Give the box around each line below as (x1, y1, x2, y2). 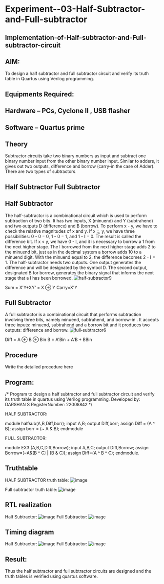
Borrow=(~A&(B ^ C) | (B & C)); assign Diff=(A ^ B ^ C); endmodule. (5, 450, 140, 456)
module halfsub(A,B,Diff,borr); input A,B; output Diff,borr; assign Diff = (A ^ (5, 420, 155, 427)
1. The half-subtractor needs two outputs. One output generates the (5, 259, 142, 265)
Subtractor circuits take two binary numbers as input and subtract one (5, 153, 146, 159)
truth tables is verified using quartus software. (5, 573, 98, 579)
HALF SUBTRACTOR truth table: (5, 477, 69, 483)
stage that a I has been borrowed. (5, 275, 73, 281)
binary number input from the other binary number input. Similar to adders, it (5, 158, 159, 164)
